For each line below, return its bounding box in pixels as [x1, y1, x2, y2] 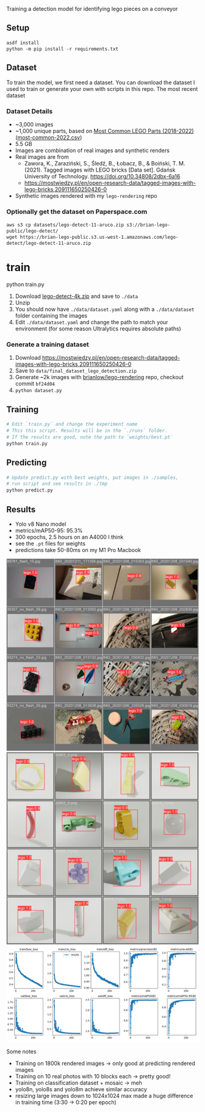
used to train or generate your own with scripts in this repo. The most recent [6, 85, 198, 92]
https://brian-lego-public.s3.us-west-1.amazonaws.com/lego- [20, 234, 179, 241]
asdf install [6, 40, 40, 46]
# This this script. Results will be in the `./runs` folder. [6, 427, 168, 434]
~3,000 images [15, 120, 54, 128]
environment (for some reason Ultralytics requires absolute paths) [15, 325, 181, 332]
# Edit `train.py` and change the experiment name [6, 421, 138, 427]
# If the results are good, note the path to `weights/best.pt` [6, 434, 173, 440]
